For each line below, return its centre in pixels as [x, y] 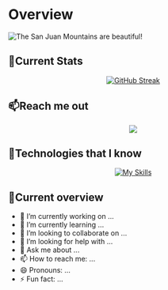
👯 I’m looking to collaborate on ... [73, 233]
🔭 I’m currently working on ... [67, 217]
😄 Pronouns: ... [45, 270]
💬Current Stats [46, 61]
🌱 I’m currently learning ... [62, 225]
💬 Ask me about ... [50, 250]
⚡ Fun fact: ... [41, 279]
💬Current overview [56, 197]
